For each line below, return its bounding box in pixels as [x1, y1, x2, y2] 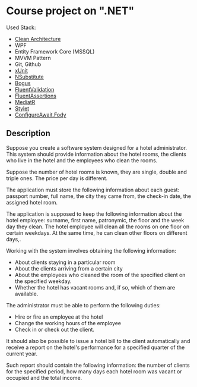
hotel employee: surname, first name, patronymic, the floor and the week [6, 216, 185, 224]
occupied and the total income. [6, 374, 82, 381]
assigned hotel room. [6, 199, 58, 206]
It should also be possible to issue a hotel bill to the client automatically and [6, 337, 190, 344]
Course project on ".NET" [6, 4, 135, 18]
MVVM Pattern [14, 54, 52, 61]
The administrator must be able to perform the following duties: [6, 301, 161, 309]
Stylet [14, 105, 30, 112]
